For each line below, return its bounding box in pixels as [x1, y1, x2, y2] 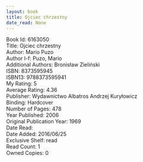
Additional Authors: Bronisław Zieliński [6, 61, 100, 68]
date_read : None [6, 20, 46, 26]
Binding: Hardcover [6, 99, 53, 106]
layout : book [6, 8, 39, 15]
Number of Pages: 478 [6, 105, 62, 113]
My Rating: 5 [6, 80, 37, 87]
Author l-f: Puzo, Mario [6, 55, 62, 62]
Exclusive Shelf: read [6, 137, 58, 144]
